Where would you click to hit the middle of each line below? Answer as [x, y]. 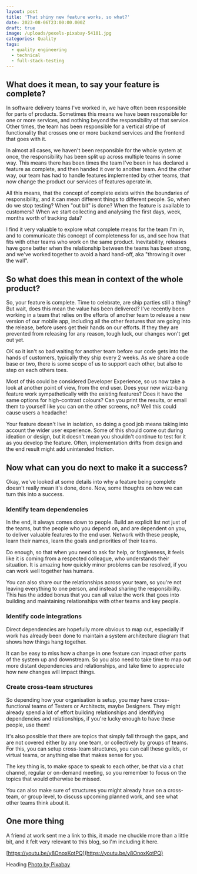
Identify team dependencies [47, 509]
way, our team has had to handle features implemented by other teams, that [98, 175]
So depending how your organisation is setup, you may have [79, 699]
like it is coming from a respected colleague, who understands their [88, 558]
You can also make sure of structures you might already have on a [86, 790]
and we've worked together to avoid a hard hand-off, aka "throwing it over [96, 255]
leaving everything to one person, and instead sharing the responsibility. [94, 589]
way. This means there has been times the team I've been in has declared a [97, 163]
